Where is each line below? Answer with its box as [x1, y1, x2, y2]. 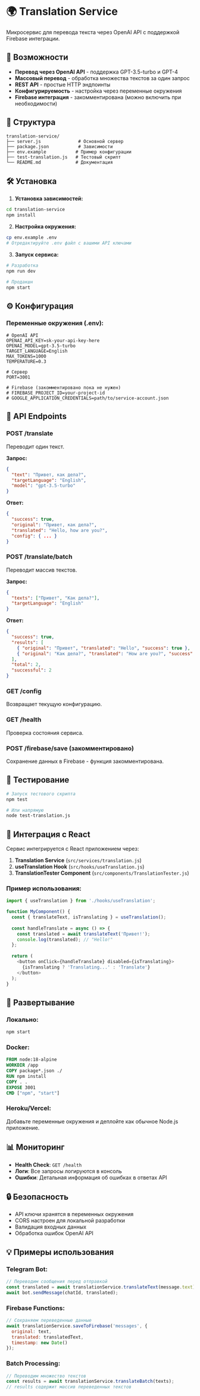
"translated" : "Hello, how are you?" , [11, 527, 108, 533]
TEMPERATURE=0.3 [6, 359, 46, 365]
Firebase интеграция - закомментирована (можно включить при [14, 93, 182, 100]
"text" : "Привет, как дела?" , [11, 472, 86, 478]
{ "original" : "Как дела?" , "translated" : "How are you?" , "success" [17, 650, 193, 656]
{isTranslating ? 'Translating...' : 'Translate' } [21, 964, 151, 970]
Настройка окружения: [14, 223, 76, 230]
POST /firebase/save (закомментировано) [6, 744, 134, 752]
